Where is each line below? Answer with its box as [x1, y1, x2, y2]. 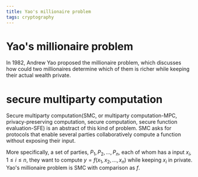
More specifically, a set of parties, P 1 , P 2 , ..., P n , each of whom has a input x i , [6, 149, 192, 157]
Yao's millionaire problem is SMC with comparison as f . [6, 164, 140, 171]
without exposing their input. [6, 137, 76, 144]
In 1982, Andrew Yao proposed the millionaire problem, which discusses [6, 59, 181, 66]
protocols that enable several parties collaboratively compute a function [6, 131, 181, 138]
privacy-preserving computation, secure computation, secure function [6, 118, 177, 125]
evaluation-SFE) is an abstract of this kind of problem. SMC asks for [6, 125, 172, 132]
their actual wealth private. [6, 72, 71, 79]
